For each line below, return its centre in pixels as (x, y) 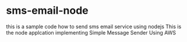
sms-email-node (47, 11)
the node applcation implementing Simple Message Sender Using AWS (91, 32)
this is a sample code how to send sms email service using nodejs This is (94, 26)
